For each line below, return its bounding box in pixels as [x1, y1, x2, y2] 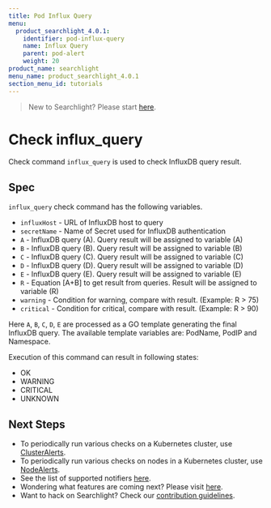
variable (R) [19, 287, 59, 297]
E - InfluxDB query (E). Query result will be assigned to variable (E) [19, 269, 242, 280]
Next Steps [8, 417, 66, 431]
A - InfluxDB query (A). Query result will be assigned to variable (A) [19, 235, 243, 245]
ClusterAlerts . [19, 447, 66, 458]
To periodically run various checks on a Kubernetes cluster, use [19, 439, 233, 449]
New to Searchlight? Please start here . [28, 102, 156, 112]
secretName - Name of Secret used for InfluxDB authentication [19, 226, 227, 236]
